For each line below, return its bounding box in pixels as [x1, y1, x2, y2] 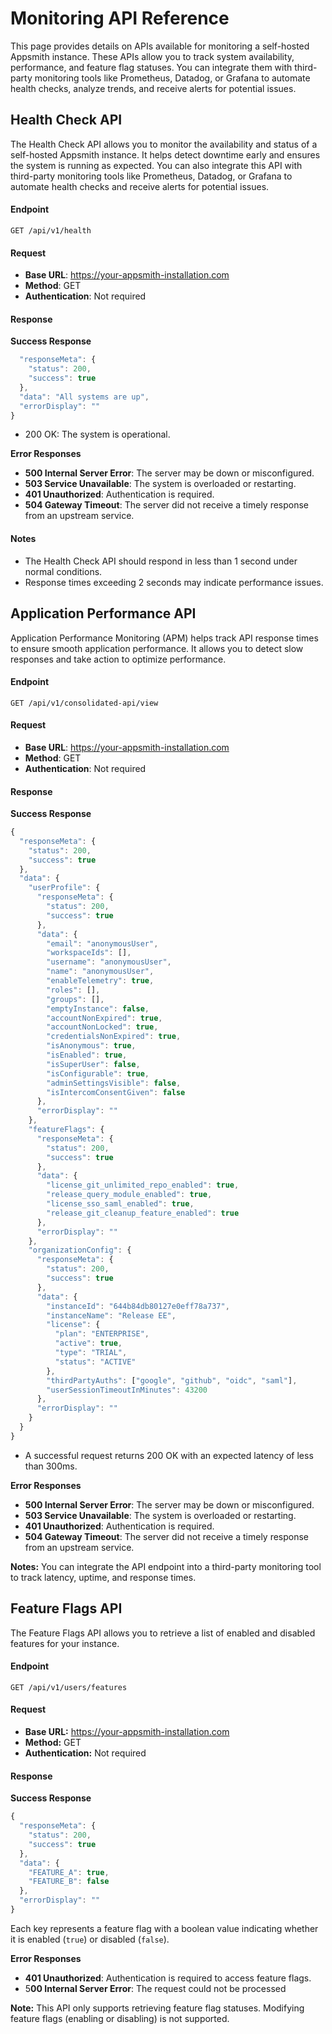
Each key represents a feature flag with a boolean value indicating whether [10, 1922, 319, 1934]
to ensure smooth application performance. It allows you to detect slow [10, 642, 304, 654]
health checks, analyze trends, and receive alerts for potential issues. [10, 82, 297, 94]
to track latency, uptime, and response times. [10, 1571, 197, 1583]
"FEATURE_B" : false [28, 1877, 110, 1887]
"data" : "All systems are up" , [19, 392, 150, 402]
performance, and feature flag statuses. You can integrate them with [10, 61, 293, 73]
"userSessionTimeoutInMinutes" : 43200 [46, 1385, 208, 1395]
